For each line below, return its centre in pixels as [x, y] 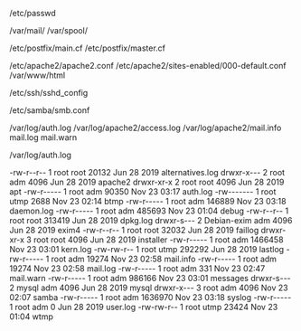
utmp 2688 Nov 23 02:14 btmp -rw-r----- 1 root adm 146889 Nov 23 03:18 [148, 201]
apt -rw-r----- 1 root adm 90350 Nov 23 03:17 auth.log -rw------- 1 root [143, 192]
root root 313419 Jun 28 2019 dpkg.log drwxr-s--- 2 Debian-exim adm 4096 [151, 220]
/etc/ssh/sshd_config [49, 93]
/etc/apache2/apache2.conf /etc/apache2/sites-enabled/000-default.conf [148, 66]
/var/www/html [38, 75]
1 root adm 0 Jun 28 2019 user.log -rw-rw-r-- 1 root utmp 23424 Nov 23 [144, 307]
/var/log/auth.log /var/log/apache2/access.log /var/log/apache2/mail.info [146, 128]
